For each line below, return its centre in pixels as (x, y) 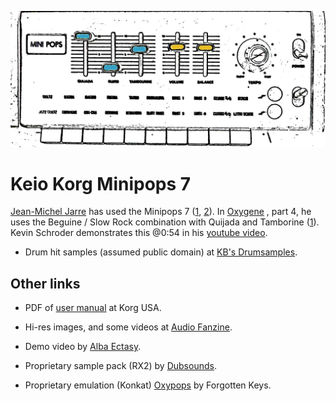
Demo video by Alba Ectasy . (83, 347)
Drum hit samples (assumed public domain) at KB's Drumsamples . (161, 252)
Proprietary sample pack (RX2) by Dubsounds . (120, 366)
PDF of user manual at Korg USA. (93, 308)
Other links (45, 283)
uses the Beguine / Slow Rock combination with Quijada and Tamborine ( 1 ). (165, 222)
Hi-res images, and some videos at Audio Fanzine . (128, 327)
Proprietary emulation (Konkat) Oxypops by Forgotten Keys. (148, 385)
